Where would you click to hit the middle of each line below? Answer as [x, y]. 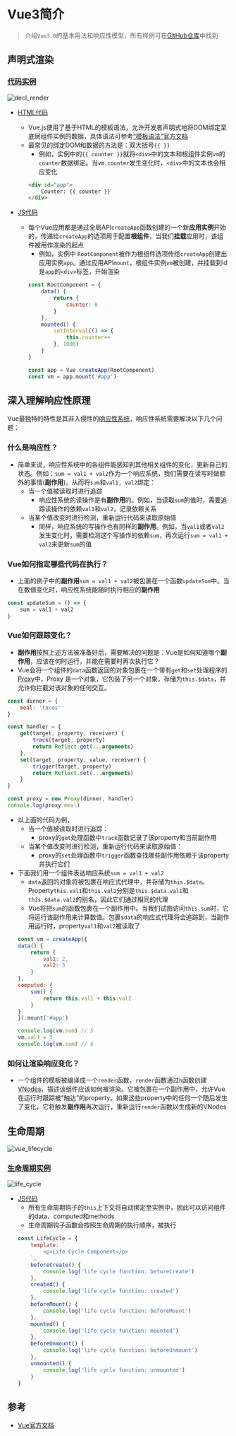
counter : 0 [82, 305]
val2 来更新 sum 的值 [65, 544]
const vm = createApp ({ [52, 939]
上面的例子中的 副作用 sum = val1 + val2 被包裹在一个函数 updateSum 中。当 [123, 580]
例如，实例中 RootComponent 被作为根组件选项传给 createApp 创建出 [133, 254]
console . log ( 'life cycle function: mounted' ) [111, 1331]
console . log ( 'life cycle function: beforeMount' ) [117, 1311]
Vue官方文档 [36, 1425]
